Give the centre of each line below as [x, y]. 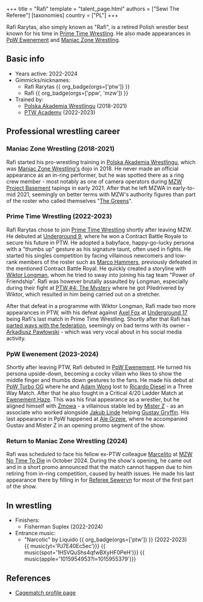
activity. [16, 338]
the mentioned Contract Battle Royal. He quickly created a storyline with [96, 268]
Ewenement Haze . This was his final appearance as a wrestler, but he [93, 400]
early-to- [184, 188]
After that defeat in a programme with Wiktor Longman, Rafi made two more [101, 306]
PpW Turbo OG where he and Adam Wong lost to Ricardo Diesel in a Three [99, 387]
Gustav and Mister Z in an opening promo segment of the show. [86, 425]
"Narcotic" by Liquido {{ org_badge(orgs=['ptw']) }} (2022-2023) [105, 539]
